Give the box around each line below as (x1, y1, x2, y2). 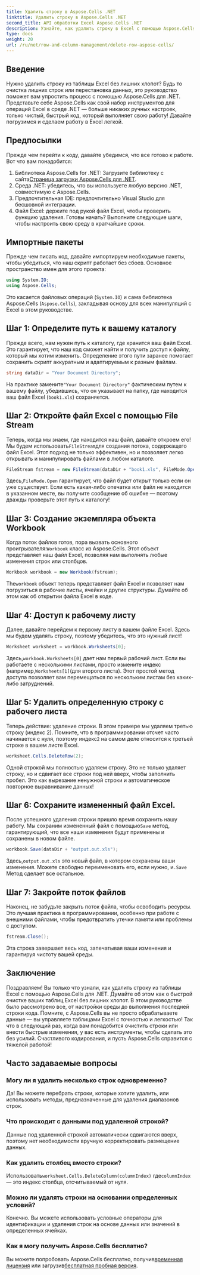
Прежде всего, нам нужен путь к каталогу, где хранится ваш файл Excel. (6, 339, 192, 346)
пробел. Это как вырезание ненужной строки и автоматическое (6, 777, 171, 784)
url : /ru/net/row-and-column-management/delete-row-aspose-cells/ (6, 42, 174, 48)
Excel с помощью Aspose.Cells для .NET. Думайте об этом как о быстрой (6, 990, 193, 997)
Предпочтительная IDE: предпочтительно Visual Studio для (14, 195, 165, 202)
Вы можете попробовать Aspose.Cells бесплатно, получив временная (6, 1255, 183, 1262)
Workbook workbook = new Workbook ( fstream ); (6, 569, 118, 575)
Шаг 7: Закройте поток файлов (6, 887, 126, 897)
